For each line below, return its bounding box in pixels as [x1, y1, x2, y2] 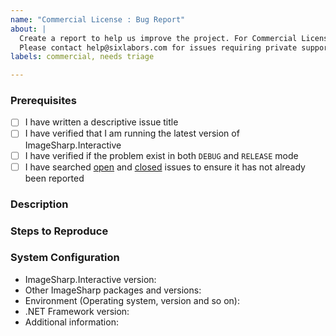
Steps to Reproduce [10, 224, 109, 238]
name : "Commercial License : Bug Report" [10, 14, 186, 25]
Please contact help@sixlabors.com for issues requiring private [19, 42, 298, 53]
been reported [24, 172, 85, 184]
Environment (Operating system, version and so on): [24, 294, 240, 306]
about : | [10, 24, 47, 34]
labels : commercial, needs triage [10, 52, 155, 62]
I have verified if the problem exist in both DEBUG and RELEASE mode [24, 149, 299, 161]
